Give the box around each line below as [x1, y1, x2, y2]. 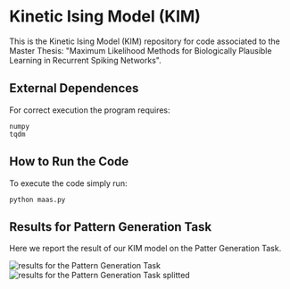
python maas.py [9, 195, 66, 204]
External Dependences [9, 81, 139, 96]
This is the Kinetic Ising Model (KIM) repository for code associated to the [9, 36, 281, 47]
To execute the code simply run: [9, 177, 128, 189]
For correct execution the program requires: [9, 105, 171, 115]
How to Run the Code [9, 154, 129, 169]
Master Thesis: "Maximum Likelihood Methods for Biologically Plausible [9, 45, 272, 55]
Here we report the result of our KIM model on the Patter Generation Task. [9, 243, 282, 254]
